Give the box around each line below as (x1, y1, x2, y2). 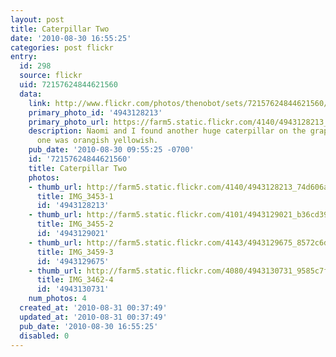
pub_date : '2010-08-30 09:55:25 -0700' (28, 145, 195, 155)
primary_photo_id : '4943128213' (28, 107, 163, 118)
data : (19, 89, 43, 99)
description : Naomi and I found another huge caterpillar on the (28, 126, 307, 136)
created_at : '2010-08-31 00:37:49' (19, 303, 168, 313)
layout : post (10, 14, 65, 25)
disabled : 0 (19, 331, 70, 341)
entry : (10, 52, 38, 62)
